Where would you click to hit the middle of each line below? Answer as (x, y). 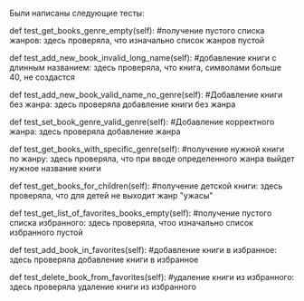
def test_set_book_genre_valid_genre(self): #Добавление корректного (142, 122)
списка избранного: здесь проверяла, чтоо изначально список (132, 223)
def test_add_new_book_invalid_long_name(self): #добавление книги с (143, 58)
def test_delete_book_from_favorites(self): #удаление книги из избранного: (152, 277)
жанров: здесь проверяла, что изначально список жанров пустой (137, 40)
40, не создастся (42, 77)
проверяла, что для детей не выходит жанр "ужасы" (111, 195)
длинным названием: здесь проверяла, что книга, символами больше (146, 68)
